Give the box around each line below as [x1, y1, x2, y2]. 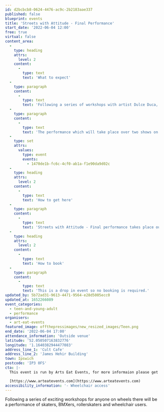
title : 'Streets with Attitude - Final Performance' [5, 20, 115, 26]
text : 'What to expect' [22, 75, 71, 80]
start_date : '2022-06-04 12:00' [5, 25, 71, 30]
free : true [5, 30, 27, 35]
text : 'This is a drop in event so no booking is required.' [22, 288, 150, 293]
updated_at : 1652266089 [5, 297, 54, 302]
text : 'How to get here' [22, 197, 73, 202]
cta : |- [5, 365, 21, 370]
